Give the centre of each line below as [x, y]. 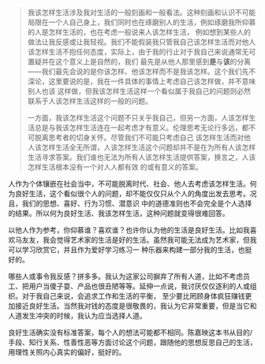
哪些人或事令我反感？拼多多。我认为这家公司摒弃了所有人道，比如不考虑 [125, 276]
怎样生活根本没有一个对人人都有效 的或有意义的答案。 [115, 167]
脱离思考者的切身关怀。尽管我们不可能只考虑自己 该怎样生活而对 [139, 137]
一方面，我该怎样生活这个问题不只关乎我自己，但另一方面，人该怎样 [138, 118]
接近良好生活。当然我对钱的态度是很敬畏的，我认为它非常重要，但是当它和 [136, 306]
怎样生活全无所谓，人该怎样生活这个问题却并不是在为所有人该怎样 [149, 147]
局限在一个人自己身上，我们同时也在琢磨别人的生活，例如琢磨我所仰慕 [142, 22]
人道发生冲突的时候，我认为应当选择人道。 [77, 316]
